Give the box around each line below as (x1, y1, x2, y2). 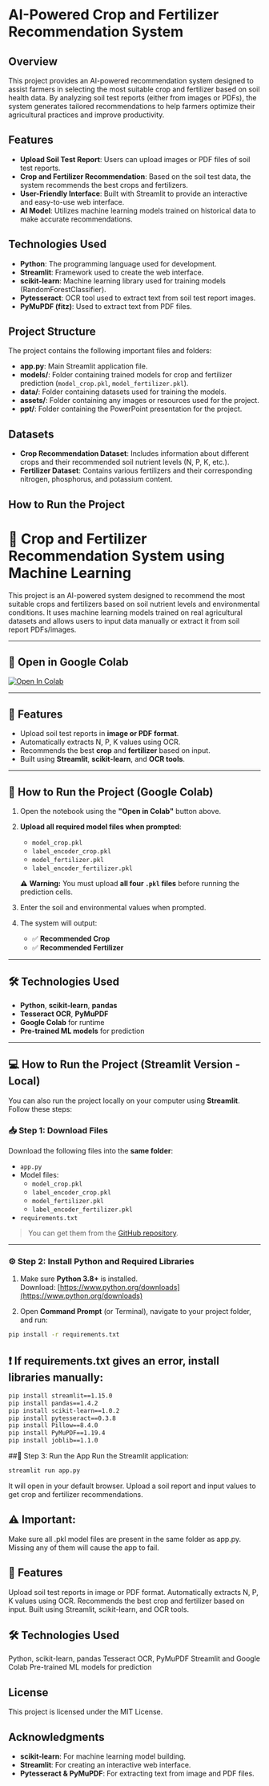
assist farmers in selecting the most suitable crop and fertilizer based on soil (8, 84, 260, 94)
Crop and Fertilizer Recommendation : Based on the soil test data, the (19, 171, 251, 181)
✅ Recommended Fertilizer (31, 943, 124, 953)
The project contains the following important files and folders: (8, 346, 212, 356)
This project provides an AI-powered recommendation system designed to (8, 76, 254, 85)
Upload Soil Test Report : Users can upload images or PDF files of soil (19, 154, 251, 164)
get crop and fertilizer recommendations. (8, 1489, 143, 1499)
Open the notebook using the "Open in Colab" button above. (19, 807, 222, 816)
